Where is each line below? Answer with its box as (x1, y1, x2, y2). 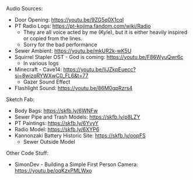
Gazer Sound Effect (23, 78, 71, 85)
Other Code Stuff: (6, 150, 48, 157)
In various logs (23, 60, 59, 67)
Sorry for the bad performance (23, 41, 97, 48)
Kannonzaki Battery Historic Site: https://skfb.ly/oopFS (14, 132, 146, 139)
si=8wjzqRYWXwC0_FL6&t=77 (14, 72, 89, 79)
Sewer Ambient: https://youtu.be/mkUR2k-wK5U (14, 47, 132, 54)
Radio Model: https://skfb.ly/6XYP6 (14, 126, 100, 133)
